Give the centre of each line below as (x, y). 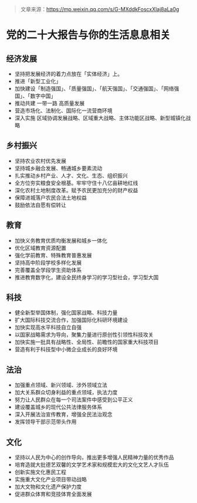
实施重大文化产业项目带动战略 (50, 479)
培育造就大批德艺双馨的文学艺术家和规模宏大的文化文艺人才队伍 (91, 465)
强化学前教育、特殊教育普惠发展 (53, 255)
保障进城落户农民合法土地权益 (50, 197)
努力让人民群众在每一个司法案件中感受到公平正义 (74, 400)
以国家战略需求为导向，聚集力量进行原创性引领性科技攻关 (84, 335)
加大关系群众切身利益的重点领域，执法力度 (66, 393)
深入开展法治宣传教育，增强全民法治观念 (63, 414)
